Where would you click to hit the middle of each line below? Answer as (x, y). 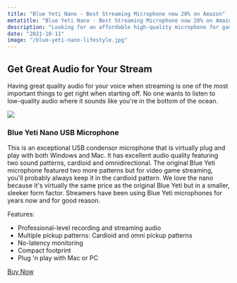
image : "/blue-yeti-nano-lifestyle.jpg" (68, 40)
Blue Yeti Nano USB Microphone (63, 132)
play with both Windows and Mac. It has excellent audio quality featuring (113, 156)
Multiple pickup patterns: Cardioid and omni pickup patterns (105, 236)
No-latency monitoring (50, 243)
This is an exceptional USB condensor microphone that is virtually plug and (116, 148)
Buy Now (20, 272)
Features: (21, 214)
